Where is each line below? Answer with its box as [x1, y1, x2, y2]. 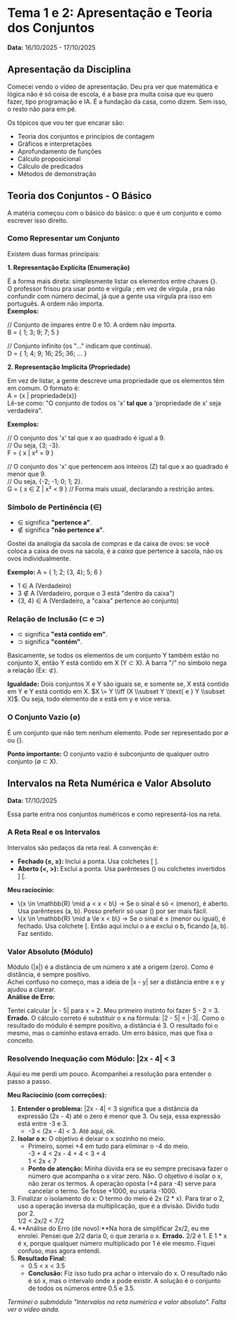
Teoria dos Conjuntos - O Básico [7, 190, 152, 202]
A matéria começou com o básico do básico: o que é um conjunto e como [7, 208, 222, 217]
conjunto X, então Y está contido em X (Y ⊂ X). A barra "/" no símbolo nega [7, 658, 227, 667]
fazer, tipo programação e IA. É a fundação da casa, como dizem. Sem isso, [7, 97, 228, 106]
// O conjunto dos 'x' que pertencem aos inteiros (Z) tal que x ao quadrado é [7, 462, 229, 470]
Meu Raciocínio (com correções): [7, 1091, 107, 1099]
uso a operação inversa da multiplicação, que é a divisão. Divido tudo [17, 1202, 220, 1211]
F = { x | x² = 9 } [7, 449, 54, 457]
